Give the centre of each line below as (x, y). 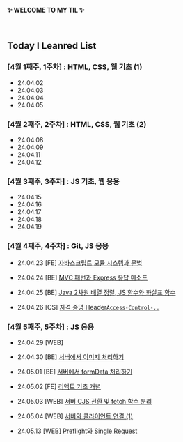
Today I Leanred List (52, 46)
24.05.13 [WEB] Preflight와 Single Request (77, 431)
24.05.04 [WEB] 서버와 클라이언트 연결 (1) (75, 416)
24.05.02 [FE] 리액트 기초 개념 (59, 386)
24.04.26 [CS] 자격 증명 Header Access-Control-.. (88, 307)
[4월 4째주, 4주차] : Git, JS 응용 (58, 246)
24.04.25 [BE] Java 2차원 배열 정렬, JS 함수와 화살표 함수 (96, 292)
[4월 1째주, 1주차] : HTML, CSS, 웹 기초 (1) (75, 67)
